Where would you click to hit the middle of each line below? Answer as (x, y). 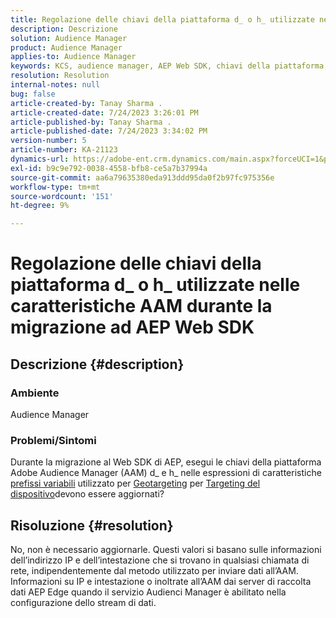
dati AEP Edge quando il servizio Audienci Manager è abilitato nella (148, 592)
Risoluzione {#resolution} (92, 525)
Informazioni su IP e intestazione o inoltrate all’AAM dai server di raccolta (161, 582)
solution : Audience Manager (69, 38)
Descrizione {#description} (97, 364)
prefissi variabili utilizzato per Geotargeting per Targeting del (135, 483)
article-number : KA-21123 (64, 150)
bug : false (33, 94)
